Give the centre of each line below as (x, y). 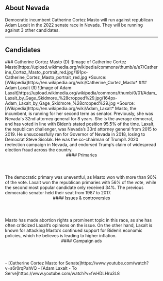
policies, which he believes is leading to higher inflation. (61, 235)
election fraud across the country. (39, 150)
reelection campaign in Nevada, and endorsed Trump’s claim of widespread (81, 144)
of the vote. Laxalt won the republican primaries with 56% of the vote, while (81, 182)
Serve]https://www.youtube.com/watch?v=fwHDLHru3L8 (63, 273)
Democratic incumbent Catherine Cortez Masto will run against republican (79, 19)
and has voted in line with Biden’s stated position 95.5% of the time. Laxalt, (80, 124)
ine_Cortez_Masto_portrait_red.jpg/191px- (47, 72)
